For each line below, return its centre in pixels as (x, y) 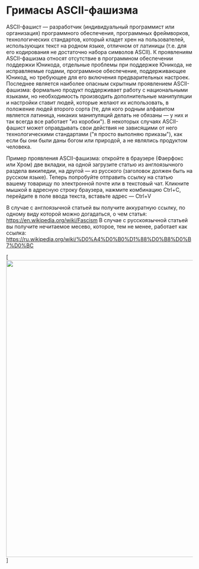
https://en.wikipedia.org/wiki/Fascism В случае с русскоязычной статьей (97, 220)
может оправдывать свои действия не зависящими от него (102, 128)
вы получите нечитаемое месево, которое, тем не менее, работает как (97, 226)
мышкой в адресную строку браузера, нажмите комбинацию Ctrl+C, (94, 189)
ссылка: (16, 233)
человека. (19, 147)
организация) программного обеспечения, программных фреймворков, (98, 33)
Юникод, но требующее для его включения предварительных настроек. (98, 77)
